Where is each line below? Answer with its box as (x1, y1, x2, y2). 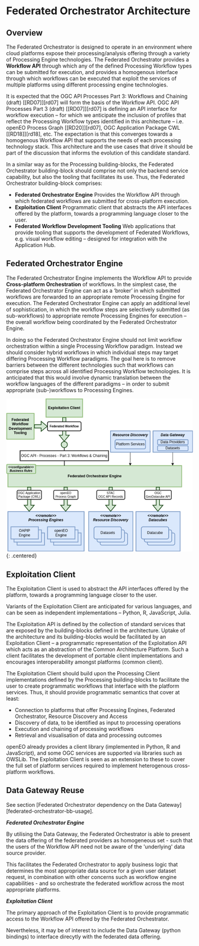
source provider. (6, 849, 46, 857)
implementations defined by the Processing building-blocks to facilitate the (6, 676, 190, 684)
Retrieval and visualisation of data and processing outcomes (14, 732, 162, 739)
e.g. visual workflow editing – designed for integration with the (14, 235, 168, 242)
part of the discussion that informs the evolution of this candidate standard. (6, 149, 191, 156)
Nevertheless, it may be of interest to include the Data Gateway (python (6, 926, 181, 934)
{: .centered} (6, 552, 37, 559)
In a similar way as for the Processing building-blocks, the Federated (6, 161, 174, 168)
